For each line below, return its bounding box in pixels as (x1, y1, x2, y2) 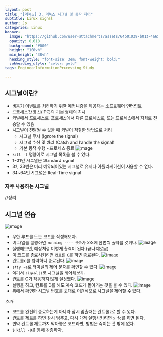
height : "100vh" (9, 48, 42, 52)
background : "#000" (9, 43, 49, 48)
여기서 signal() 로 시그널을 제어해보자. (12, 270, 86, 275)
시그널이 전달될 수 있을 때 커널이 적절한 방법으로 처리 (12, 127, 112, 133)
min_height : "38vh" (9, 52, 49, 57)
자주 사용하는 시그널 (5, 183, 49, 190)
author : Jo (5, 20, 27, 26)
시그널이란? (5, 89, 38, 97)
